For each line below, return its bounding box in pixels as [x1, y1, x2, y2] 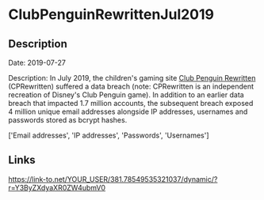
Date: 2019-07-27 [8, 58, 66, 67]
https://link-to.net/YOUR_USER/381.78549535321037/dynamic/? [8, 174, 218, 183]
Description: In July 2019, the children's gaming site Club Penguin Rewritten [8, 74, 256, 82]
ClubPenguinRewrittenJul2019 [8, 6, 215, 24]
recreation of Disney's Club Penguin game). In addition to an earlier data [8, 90, 244, 100]
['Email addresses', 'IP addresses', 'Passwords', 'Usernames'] [8, 130, 209, 140]
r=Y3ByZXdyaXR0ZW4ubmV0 [8, 183, 105, 192]
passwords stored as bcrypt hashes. [8, 115, 128, 124]
